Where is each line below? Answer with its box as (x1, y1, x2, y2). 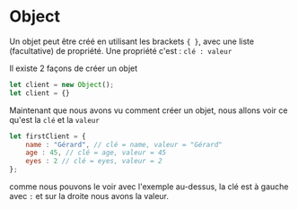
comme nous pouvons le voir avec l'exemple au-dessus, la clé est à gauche (9, 181, 289, 192)
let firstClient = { (9, 132, 87, 141)
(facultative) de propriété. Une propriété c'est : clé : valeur (9, 45, 232, 56)
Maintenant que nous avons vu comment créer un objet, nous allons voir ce (9, 105, 288, 116)
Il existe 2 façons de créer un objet (9, 63, 138, 74)
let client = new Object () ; (9, 80, 115, 89)
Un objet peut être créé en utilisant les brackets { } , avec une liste (9, 36, 254, 47)
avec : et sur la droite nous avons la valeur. (9, 191, 169, 202)
